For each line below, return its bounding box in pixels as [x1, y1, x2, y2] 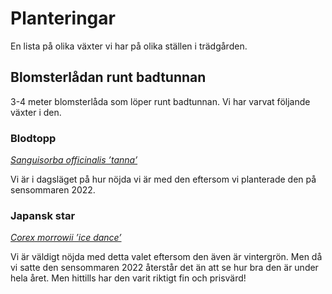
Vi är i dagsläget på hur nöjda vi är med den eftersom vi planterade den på [10, 173, 317, 186]
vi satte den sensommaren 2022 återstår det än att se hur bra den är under [10, 262, 319, 274]
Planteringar [10, 7, 116, 30]
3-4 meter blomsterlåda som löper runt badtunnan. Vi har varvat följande [10, 95, 311, 107]
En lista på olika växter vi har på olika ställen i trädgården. [10, 40, 248, 52]
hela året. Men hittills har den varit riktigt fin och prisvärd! [10, 272, 247, 284]
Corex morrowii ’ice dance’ [10, 232, 122, 244]
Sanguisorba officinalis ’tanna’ [10, 154, 138, 166]
